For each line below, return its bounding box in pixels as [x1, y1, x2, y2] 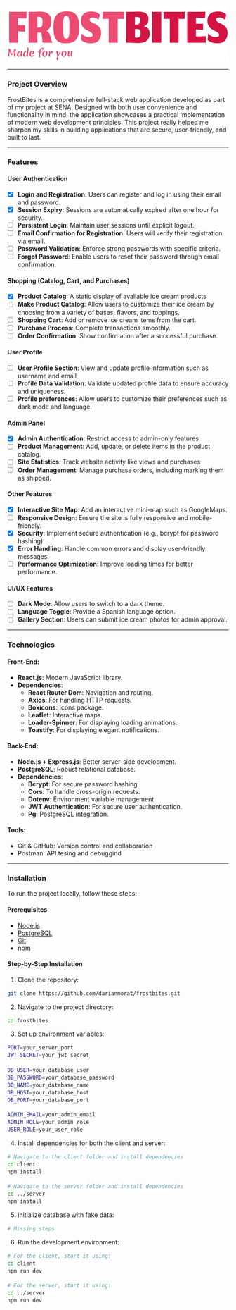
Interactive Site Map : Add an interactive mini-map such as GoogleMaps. [17, 505, 228, 514]
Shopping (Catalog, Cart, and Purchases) [7, 276, 130, 285]
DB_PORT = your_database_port [7, 1096, 90, 1104]
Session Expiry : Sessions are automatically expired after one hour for [17, 205, 219, 214]
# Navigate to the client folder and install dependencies [7, 1153, 184, 1161]
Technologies [7, 640, 55, 650]
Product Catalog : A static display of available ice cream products [17, 292, 207, 301]
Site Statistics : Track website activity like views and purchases [17, 457, 201, 466]
